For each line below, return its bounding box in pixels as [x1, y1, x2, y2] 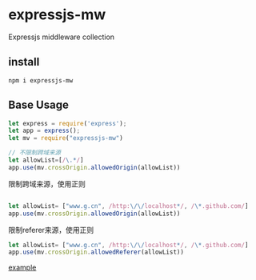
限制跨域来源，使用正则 [8, 178, 86, 189]
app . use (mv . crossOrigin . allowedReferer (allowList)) [8, 248, 184, 257]
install [8, 55, 40, 69]
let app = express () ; [8, 126, 81, 135]
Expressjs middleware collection [8, 32, 114, 42]
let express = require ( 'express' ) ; [8, 119, 127, 127]
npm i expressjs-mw [8, 76, 74, 85]
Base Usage [8, 98, 70, 112]
